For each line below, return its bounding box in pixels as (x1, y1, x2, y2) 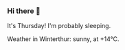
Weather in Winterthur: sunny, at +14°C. (7, 35, 120, 43)
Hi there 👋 (7, 6, 41, 16)
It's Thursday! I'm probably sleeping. (7, 22, 111, 30)
